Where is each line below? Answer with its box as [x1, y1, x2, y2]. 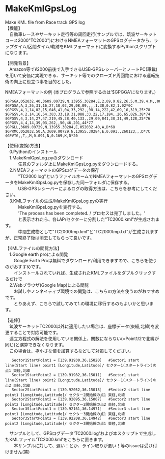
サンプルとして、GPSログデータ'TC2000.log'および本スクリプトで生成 [9, 430, 152, 436]
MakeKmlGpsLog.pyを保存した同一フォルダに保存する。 [18, 179, 132, 185]
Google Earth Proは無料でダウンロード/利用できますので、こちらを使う [13, 257, 157, 263]
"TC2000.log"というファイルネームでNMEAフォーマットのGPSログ [18, 173, 153, 179]
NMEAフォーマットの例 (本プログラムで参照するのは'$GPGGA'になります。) [5, 89, 156, 95]
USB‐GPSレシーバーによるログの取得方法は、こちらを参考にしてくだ [18, 185, 157, 191]
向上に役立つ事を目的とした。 [13, 78, 74, 84]
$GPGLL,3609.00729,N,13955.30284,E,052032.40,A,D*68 [5, 124, 115, 129]
